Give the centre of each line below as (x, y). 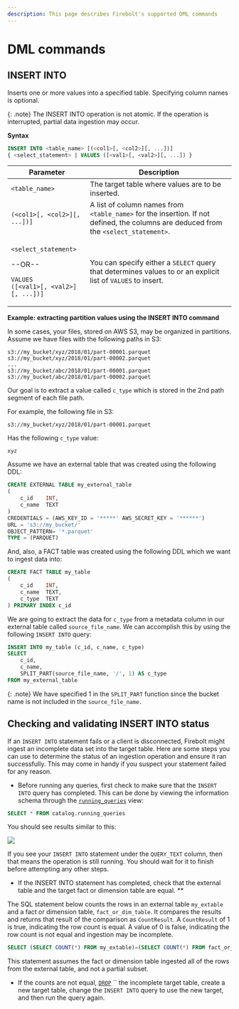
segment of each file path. (46, 398)
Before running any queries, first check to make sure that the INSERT (117, 785)
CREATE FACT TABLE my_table (49, 572)
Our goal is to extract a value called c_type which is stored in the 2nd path (116, 390)
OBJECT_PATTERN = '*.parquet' (51, 532)
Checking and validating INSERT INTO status (108, 724)
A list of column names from (137, 205)
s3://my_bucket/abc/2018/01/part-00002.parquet (79, 377)
